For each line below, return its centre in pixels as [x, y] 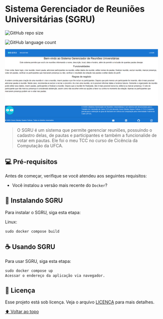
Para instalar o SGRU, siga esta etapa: [43, 212]
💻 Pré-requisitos [31, 162]
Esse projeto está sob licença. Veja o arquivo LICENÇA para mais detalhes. [80, 302]
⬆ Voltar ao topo [22, 312]
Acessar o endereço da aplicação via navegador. [55, 276]
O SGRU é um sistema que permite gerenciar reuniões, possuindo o [84, 130]
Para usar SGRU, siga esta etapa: [38, 261]
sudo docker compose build [32, 231]
